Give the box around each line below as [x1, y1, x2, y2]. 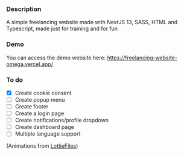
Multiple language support [14, 130, 81, 137]
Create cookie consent [14, 89, 72, 96]
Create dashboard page [14, 124, 74, 131]
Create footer [14, 103, 49, 110]
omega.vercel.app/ [6, 60, 53, 68]
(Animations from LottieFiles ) [6, 142, 78, 150]
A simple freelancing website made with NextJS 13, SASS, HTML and [6, 19, 178, 26]
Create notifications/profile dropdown [14, 117, 109, 124]
